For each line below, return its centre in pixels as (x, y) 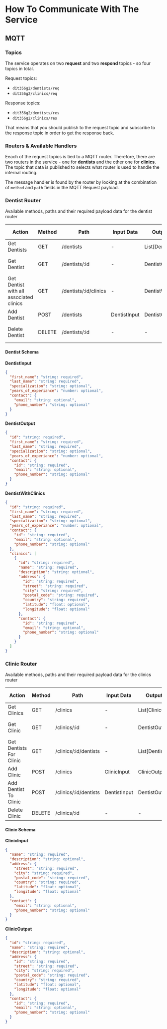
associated (20, 297)
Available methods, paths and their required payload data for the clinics (78, 675)
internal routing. (21, 173)
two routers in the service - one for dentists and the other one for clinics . (81, 162)
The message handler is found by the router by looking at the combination (81, 182)
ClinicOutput (19, 929)
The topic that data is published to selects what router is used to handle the (83, 167)
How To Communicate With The (72, 9)
